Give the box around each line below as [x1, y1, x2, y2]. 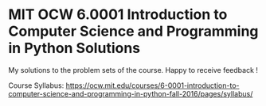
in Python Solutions [8, 40, 141, 57]
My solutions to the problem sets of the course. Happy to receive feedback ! [8, 65, 259, 74]
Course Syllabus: [8, 81, 65, 90]
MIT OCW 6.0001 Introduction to [8, 6, 228, 24]
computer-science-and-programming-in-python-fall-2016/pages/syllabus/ [8, 89, 253, 98]
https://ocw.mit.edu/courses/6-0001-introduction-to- [65, 81, 240, 90]
